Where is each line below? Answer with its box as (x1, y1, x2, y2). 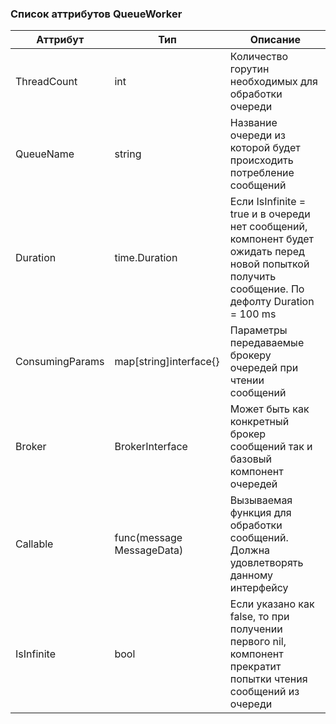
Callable (15, 537, 54, 551)
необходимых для (229, 75, 318, 89)
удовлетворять (229, 556, 304, 570)
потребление (229, 166, 295, 180)
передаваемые (229, 336, 305, 350)
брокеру (229, 348, 272, 362)
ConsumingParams (15, 355, 105, 369)
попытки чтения (229, 672, 308, 686)
